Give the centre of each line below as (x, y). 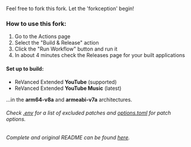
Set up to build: (25, 69)
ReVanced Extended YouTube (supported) (66, 82)
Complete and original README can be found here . (68, 137)
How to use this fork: (36, 24)
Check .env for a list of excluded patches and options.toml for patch (88, 113)
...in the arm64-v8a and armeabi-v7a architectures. (69, 99)
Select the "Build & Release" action (57, 43)
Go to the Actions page (42, 36)
